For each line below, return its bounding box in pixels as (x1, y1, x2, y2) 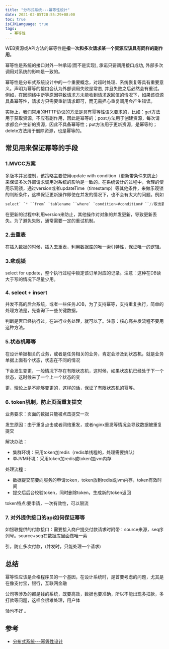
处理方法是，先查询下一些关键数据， (5, 308, 80, 314)
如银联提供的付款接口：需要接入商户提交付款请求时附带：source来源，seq (5, 527, 159, 533)
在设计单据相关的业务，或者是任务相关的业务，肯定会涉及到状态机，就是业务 (5, 350, 164, 356)
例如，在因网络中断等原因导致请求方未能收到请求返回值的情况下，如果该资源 (5, 92, 164, 98)
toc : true (5, 17, 26, 22)
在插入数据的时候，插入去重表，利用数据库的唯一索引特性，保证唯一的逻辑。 (5, 244, 164, 250)
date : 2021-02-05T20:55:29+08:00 (5, 12, 75, 17)
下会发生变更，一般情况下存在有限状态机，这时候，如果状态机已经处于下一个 (5, 368, 164, 374)
